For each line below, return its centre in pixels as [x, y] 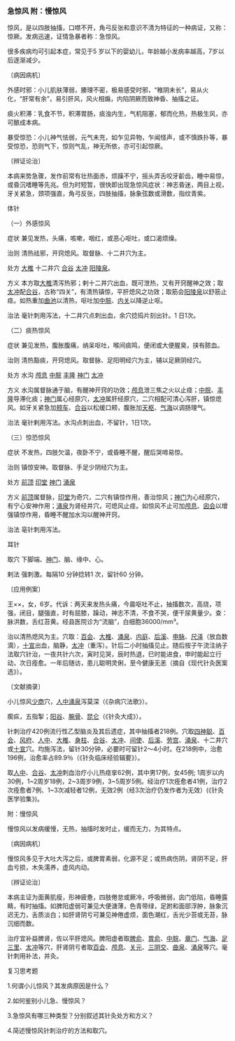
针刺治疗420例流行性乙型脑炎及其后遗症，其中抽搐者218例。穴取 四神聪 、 [113, 731]
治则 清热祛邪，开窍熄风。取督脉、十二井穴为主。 [79, 253]
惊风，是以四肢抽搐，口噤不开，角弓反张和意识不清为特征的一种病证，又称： [117, 28]
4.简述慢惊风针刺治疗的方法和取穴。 [59, 1030]
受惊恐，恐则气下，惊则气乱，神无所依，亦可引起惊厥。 [87, 146]
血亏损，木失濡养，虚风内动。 [50, 868]
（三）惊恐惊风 [29, 437]
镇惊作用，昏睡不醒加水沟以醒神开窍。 [68, 515]
